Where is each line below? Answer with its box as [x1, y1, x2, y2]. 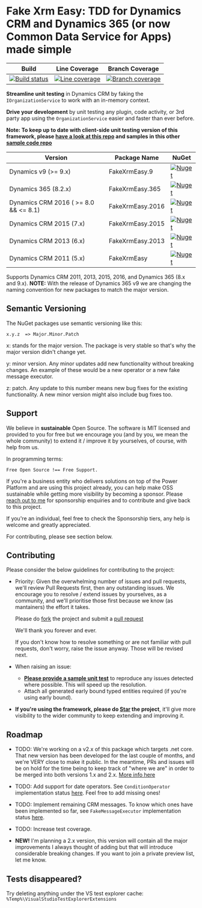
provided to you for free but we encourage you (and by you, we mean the [6, 430, 188, 438]
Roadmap [6, 730, 43, 740]
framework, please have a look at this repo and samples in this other [6, 133, 180, 140]
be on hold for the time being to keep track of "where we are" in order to [14, 765, 195, 772]
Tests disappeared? [6, 874, 82, 884]
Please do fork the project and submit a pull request [14, 615, 144, 622]
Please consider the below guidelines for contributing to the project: [6, 566, 175, 573]
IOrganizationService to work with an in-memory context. [6, 96, 150, 104]
